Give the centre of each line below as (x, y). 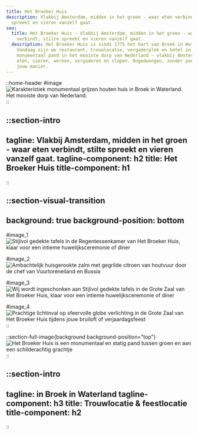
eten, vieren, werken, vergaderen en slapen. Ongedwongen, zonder (100, 61)
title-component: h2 (44, 413)
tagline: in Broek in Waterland (61, 394)
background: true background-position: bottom (95, 221)
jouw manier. (33, 66)
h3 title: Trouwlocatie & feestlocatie (120, 403)
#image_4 (18, 306)
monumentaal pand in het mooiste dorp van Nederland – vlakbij (96, 55)
